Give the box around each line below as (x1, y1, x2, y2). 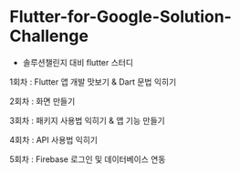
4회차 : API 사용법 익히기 (9, 134, 99, 145)
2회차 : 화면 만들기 (9, 96, 76, 107)
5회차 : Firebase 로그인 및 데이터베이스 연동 (9, 153, 166, 165)
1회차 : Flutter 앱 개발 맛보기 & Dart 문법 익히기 (9, 76, 177, 87)
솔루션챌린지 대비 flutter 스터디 (22, 56, 134, 67)
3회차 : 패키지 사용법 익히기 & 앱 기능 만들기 (9, 115, 166, 126)
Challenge (9, 25, 89, 46)
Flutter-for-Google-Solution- (9, 6, 233, 27)
